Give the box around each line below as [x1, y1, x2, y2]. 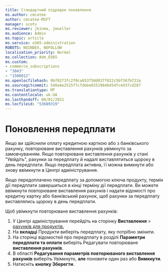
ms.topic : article [5, 36, 44, 41]
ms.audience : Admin [5, 31, 46, 36]
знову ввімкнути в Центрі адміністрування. [5, 167, 98, 173]
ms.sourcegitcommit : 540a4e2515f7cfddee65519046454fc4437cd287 [5, 83, 141, 88]
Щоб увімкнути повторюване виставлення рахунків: [5, 208, 118, 214]
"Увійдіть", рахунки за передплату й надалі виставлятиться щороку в [5, 157, 155, 163]
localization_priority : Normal [5, 50, 71, 55]
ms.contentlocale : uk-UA [5, 92, 58, 97]
